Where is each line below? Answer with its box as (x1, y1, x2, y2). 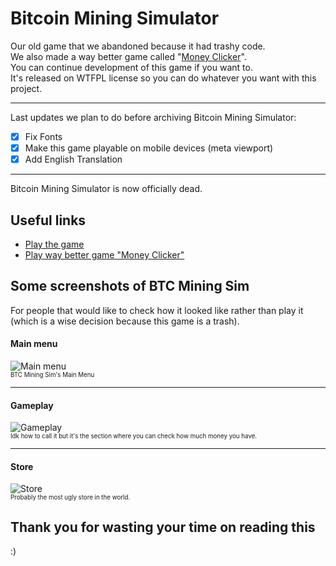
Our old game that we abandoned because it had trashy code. (10, 40, 266, 52)
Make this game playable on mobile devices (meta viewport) (24, 142, 274, 154)
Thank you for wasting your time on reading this (10, 518, 316, 536)
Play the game (24, 238, 85, 250)
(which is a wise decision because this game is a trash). (10, 315, 240, 327)
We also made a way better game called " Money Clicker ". (10, 50, 247, 62)
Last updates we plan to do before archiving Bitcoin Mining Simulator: (10, 111, 297, 123)
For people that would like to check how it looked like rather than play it (10, 304, 304, 316)
